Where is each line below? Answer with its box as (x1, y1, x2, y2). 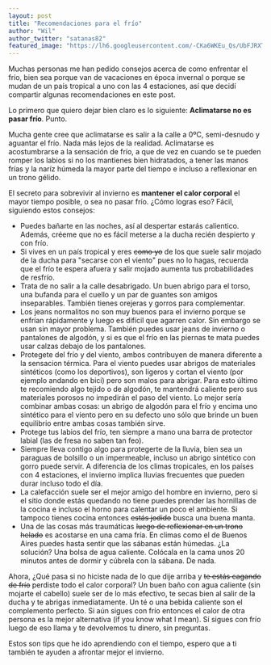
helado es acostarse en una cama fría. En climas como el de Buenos (19, 530, 248, 540)
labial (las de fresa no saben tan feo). (19, 436, 144, 445)
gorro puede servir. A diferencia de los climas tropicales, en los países (19, 461, 254, 471)
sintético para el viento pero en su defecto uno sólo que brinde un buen (19, 410, 259, 420)
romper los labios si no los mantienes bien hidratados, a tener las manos (8, 155, 248, 166)
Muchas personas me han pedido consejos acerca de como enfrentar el (8, 64, 248, 74)
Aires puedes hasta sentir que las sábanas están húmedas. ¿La (19, 539, 230, 549)
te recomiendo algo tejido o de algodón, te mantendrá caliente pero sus (19, 385, 258, 394)
